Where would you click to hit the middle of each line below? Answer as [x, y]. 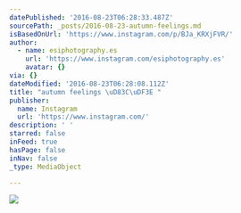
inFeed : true [33, 142]
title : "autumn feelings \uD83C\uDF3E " [86, 92]
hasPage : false [37, 150]
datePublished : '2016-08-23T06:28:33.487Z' [91, 17]
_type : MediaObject [46, 167]
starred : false [37, 134]
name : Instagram [47, 109]
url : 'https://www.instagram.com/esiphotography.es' [125, 59]
